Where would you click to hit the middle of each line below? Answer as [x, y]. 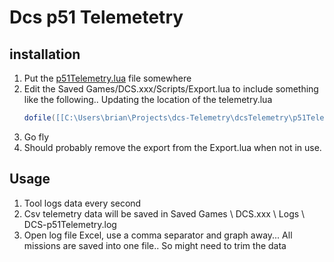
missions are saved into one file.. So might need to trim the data [155, 245]
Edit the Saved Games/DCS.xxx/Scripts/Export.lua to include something [171, 89]
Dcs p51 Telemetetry [96, 17]
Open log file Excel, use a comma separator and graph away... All [158, 235]
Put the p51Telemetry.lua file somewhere [107, 78]
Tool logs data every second [82, 203]
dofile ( [39, 118]
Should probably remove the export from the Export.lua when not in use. [172, 147]
